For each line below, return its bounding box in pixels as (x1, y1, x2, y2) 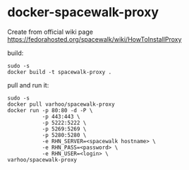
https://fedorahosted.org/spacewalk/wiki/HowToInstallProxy (7, 35, 182, 43)
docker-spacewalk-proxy (7, 4, 159, 20)
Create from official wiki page (7, 28, 94, 36)
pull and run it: (7, 80, 49, 89)
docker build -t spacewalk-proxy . (7, 68, 112, 75)
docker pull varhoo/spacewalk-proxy (7, 100, 115, 108)
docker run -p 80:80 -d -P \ (7, 107, 93, 114)
